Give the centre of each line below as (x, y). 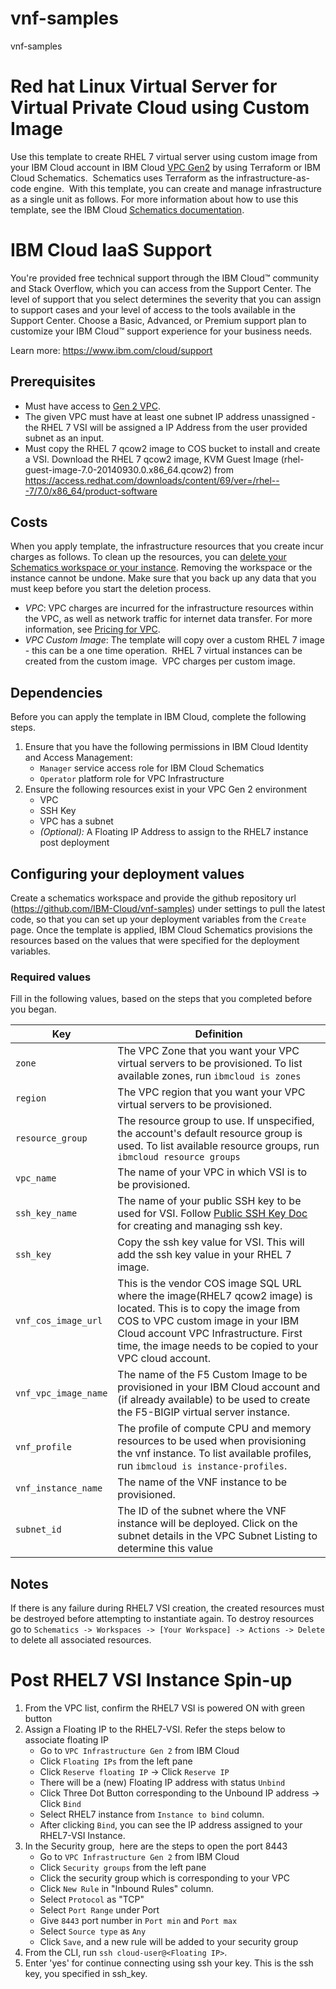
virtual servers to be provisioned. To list (210, 1064)
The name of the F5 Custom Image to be (212, 1375)
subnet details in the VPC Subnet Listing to (217, 1536)
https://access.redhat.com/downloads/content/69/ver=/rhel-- (152, 480)
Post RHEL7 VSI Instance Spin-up (151, 1680)
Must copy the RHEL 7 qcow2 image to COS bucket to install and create (172, 448)
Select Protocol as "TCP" (92, 1899)
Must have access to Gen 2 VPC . (92, 406)
